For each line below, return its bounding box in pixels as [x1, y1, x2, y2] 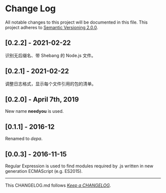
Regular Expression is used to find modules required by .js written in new [5, 163, 154, 169]
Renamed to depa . [5, 136, 43, 142]
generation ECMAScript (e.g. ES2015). [5, 168, 83, 174]
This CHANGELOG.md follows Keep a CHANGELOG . [5, 183, 111, 188]
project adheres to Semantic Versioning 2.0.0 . [5, 24, 98, 30]
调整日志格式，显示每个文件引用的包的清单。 [5, 81, 96, 87]
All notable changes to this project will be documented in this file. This [5, 19, 148, 25]
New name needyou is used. [5, 108, 64, 114]
